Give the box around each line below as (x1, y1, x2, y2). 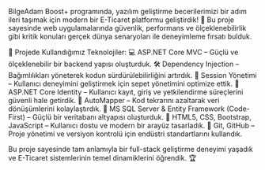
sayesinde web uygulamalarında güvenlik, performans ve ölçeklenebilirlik (8, 24, 247, 32)
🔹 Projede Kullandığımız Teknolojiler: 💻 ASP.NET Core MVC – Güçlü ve (8, 47, 239, 57)
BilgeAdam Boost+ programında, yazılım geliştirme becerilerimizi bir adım (8, 7, 247, 16)
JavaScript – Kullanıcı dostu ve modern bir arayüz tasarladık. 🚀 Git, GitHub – (8, 121, 255, 130)
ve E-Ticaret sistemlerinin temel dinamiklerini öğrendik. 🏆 (8, 153, 197, 162)
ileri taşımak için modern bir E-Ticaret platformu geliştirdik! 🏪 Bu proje (8, 15, 235, 24)
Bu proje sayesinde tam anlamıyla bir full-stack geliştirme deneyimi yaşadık (8, 145, 253, 153)
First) (8, 113, 26, 121)
